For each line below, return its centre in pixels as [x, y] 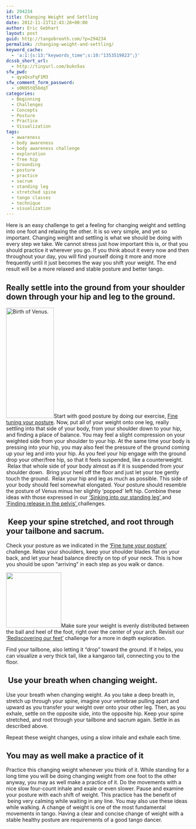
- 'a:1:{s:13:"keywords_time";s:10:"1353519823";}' [76, 55]
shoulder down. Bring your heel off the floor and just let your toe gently [93, 472]
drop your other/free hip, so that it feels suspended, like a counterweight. [94, 460]
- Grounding [26, 165]
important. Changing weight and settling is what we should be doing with [94, 238]
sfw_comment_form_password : [40, 83]
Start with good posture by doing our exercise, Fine [116, 416]
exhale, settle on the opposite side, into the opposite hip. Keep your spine [95, 713]
